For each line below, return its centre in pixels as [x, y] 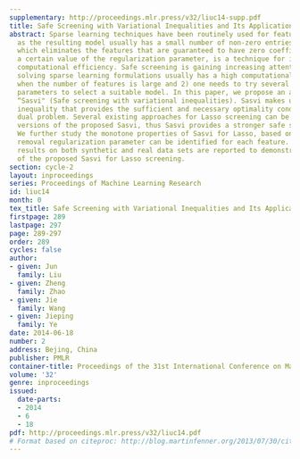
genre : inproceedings [50, 383]
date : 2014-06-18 [42, 333]
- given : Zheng [37, 283]
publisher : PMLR [39, 358]
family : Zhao [42, 291]
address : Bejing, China [54, 349]
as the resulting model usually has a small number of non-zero [139, 42]
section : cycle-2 [42, 167]
